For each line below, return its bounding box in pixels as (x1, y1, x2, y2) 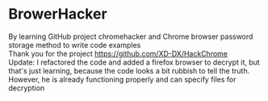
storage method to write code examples (8, 40, 141, 49)
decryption (8, 82, 45, 93)
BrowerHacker (8, 5, 107, 23)
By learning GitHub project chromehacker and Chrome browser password (8, 32, 253, 41)
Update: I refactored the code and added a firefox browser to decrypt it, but (8, 57, 260, 67)
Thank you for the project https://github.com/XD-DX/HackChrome (8, 48, 228, 58)
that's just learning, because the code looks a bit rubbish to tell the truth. (8, 65, 250, 75)
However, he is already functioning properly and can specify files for (8, 74, 237, 84)
